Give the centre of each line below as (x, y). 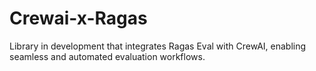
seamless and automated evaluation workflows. (107, 56)
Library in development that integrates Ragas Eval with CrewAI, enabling (158, 46)
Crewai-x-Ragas (78, 18)
